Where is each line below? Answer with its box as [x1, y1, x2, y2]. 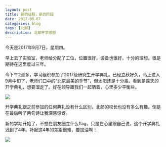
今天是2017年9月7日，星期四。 [5, 45, 68, 50]
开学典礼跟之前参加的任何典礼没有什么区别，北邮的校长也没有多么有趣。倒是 [5, 104, 161, 109]
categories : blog [5, 21, 41, 26]
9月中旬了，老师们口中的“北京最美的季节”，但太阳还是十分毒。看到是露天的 [5, 78, 159, 84]
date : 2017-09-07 [5, 16, 41, 21]
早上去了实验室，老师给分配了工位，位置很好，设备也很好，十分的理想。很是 [5, 55, 161, 61]
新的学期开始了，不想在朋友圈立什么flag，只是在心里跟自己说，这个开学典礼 [5, 121, 161, 126]
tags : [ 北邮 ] [5, 26, 31, 31]
